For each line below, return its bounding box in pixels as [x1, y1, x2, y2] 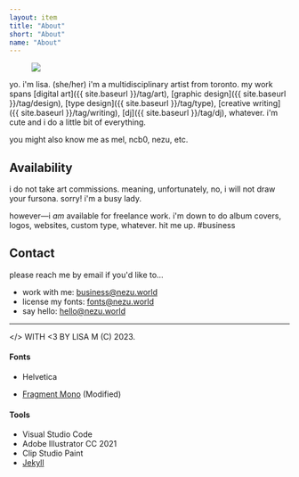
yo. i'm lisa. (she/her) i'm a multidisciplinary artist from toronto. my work [9, 79, 273, 90]
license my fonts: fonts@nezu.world [21, 296, 154, 307]
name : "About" [9, 37, 62, 47]
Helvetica [21, 372, 58, 382]
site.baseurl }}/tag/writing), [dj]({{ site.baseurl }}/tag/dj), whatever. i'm [20, 108, 279, 119]
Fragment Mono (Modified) [21, 389, 122, 399]
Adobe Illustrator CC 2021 [21, 439, 117, 449]
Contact [9, 246, 55, 261]
